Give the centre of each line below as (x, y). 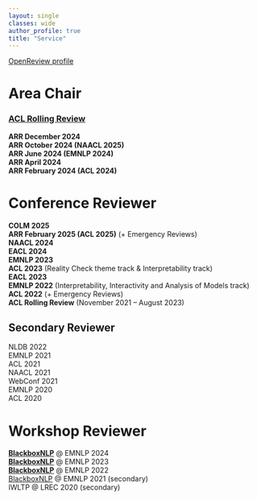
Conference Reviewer (83, 203)
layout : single (34, 16)
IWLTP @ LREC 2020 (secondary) (64, 487)
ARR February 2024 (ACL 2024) (63, 171)
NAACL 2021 (29, 373)
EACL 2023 (28, 277)
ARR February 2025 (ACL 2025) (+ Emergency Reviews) (103, 233)
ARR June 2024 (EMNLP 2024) (61, 153)
